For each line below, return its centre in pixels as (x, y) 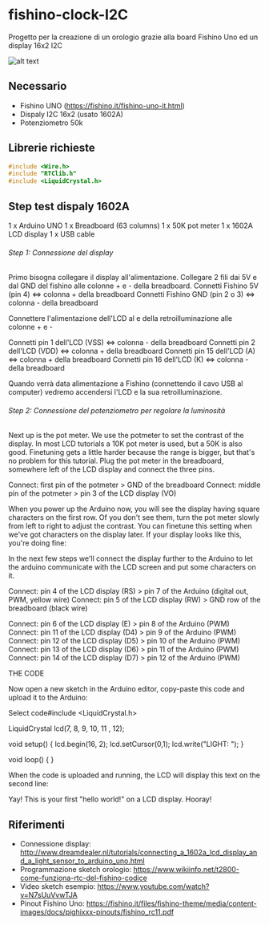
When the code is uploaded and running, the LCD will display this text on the (134, 775)
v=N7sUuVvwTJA (48, 895)
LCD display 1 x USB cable (52, 234)
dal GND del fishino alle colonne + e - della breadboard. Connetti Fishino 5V (133, 286)
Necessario (38, 86)
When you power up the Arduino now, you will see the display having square (134, 509)
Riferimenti (37, 824)
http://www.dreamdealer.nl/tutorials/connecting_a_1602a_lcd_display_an (139, 853)
